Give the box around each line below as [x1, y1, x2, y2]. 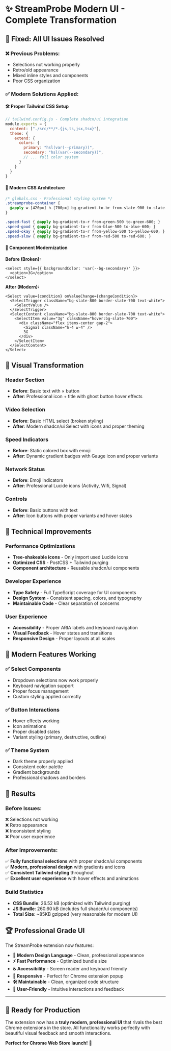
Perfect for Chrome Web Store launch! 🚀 [5, 1040, 93, 1046]
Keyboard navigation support [12, 682, 74, 689]
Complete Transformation [5, 14, 117, 26]
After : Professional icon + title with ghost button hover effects [12, 394, 142, 400]
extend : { [14, 136, 36, 141]
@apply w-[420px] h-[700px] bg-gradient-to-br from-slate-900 [10, 205, 145, 211]
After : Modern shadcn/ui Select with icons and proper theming [12, 423, 145, 429]
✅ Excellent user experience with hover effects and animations [5, 875, 139, 882]
